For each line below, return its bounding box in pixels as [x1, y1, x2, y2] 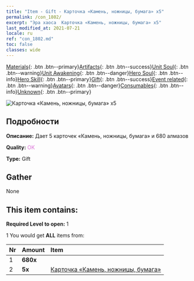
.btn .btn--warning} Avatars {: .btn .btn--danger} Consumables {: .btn [6, 82, 169, 89]
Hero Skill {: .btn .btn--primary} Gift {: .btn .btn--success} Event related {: [17, 75, 188, 82]
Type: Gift [6, 155, 31, 162]
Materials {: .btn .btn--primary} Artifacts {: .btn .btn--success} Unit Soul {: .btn [6, 63, 189, 70]
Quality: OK [6, 144, 35, 151]
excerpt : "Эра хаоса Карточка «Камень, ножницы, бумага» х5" [6, 19, 162, 25]
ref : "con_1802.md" [6, 36, 54, 42]
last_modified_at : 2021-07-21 [6, 25, 81, 31]
